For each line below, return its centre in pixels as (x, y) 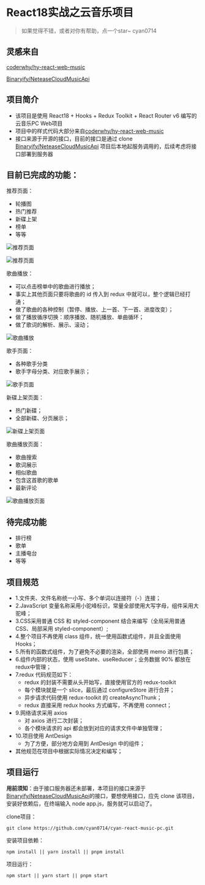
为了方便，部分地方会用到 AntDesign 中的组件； (84, 744)
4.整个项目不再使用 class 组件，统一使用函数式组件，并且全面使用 (98, 636)
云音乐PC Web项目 (39, 123)
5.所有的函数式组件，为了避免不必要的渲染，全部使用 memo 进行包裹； (105, 652)
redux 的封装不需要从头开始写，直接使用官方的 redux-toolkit (100, 682)
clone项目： (21, 816)
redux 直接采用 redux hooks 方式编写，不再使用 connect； (98, 705)
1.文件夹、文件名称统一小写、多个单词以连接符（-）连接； (88, 598)
